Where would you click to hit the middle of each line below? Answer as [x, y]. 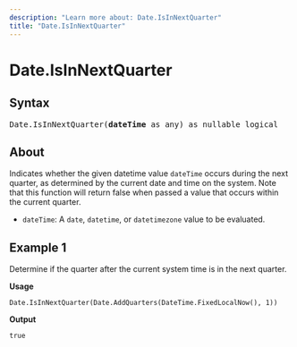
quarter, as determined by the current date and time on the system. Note [143, 183]
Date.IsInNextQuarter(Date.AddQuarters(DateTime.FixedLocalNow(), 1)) [144, 303]
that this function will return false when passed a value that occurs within [144, 192]
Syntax [30, 103]
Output [23, 319]
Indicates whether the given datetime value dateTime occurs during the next [149, 173]
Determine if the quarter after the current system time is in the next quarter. [148, 269]
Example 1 [38, 247]
